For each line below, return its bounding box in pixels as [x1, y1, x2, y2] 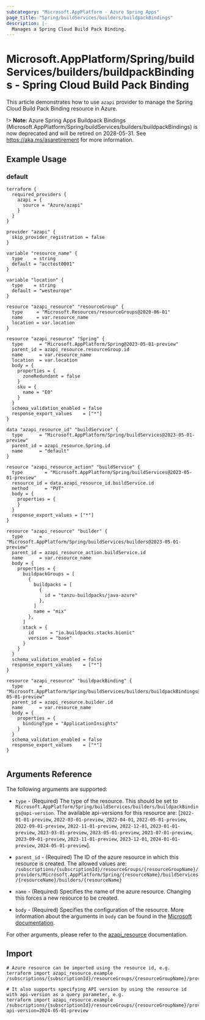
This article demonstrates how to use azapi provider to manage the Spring [6, 98, 193, 106]
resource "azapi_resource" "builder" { [6, 528, 108, 534]
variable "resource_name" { [6, 250, 78, 257]
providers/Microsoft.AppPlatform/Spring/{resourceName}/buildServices [15, 872, 199, 878]
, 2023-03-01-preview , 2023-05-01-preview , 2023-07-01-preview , [34, 828, 193, 836]
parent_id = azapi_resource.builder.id [12, 699, 113, 705]
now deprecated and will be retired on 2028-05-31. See [6, 129, 146, 137]
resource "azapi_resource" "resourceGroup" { [6, 304, 124, 310]
